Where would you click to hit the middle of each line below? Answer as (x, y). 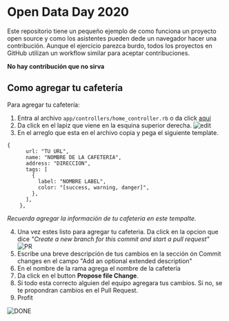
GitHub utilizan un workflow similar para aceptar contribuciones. (99, 53)
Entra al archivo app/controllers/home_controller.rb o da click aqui (114, 118)
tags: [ (37, 169)
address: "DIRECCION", (58, 163)
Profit (25, 298)
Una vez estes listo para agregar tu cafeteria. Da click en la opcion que (118, 231)
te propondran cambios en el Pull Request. (78, 290)
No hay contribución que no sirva (56, 66)
